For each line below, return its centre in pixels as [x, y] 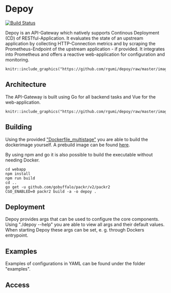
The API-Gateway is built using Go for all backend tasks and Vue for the [81, 96]
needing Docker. [22, 160]
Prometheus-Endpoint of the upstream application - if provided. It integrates [85, 49]
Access [17, 285]
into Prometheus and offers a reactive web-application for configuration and [85, 54]
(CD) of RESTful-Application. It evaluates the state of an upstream [74, 38]
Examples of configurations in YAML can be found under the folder [75, 264]
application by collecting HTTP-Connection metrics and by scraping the [80, 43]
